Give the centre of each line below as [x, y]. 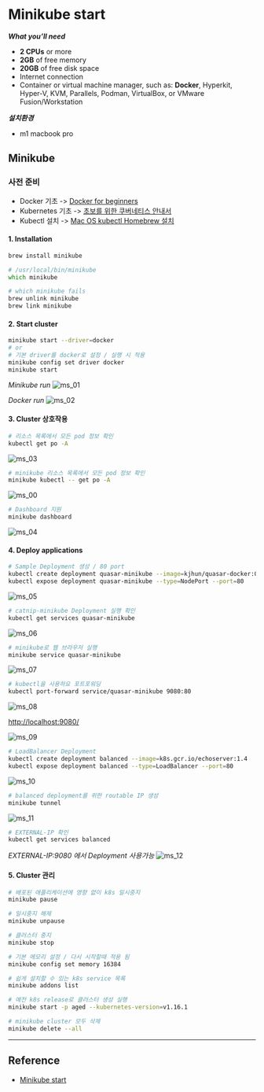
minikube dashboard [40, 517]
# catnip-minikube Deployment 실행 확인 [72, 611]
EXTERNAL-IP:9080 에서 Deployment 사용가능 [81, 856]
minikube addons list [44, 986]
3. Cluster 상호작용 [38, 419]
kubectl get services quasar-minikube [71, 618]
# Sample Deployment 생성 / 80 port [66, 567]
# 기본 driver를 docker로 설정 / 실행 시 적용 [77, 356]
